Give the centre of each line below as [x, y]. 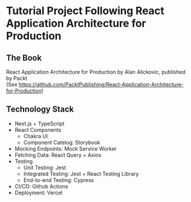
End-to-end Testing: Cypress [58, 180]
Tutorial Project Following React [85, 11]
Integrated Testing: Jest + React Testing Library [81, 174]
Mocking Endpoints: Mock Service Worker [66, 148]
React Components [38, 130]
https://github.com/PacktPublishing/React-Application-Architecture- [101, 84]
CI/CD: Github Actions [41, 186]
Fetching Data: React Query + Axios [58, 155]
